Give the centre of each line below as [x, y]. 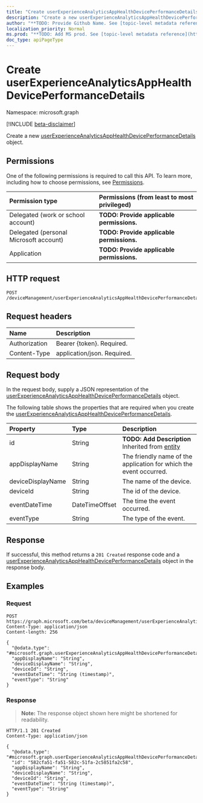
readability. [35, 720]
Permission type [34, 201]
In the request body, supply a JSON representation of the [78, 389]
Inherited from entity [151, 447]
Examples [25, 586]
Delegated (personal [38, 232]
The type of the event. [154, 519]
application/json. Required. [94, 353]
